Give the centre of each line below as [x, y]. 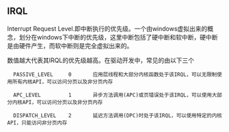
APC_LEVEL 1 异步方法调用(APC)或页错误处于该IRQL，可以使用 [112, 95]
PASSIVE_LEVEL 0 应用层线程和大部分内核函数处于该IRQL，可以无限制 [115, 75]
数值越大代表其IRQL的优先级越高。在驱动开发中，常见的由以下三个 [101, 60]
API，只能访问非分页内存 [37, 122]
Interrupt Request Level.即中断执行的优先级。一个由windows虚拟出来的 [107, 28]
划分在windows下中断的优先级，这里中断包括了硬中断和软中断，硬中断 [118, 37]
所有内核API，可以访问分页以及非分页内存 [63, 81]
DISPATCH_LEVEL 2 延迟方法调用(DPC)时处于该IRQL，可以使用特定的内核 [118, 116]
